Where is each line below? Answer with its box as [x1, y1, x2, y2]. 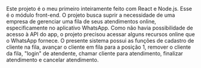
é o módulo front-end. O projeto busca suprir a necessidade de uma [6, 11, 176, 19]
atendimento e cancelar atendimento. [6, 57, 99, 63]
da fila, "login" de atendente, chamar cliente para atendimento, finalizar [6, 50, 184, 57]
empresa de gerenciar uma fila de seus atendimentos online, [6, 18, 156, 25]
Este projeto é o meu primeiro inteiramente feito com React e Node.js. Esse [6, 5, 193, 12]
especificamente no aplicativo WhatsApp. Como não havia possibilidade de [6, 24, 194, 31]
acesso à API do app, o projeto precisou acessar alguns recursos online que [6, 31, 196, 38]
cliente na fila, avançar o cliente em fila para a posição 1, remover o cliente [6, 43, 191, 51]
